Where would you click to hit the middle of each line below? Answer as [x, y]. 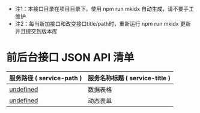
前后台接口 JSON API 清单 [70, 58]
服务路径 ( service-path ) [46, 78]
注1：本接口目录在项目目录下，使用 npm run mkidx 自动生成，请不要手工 [104, 9]
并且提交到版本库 [36, 31]
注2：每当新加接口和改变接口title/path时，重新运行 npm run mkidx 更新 [103, 24]
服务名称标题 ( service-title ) [129, 78]
